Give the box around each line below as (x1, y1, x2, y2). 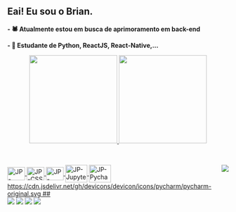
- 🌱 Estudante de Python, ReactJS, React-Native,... (7, 41, 159, 49)
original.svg (7, 189, 41, 198)
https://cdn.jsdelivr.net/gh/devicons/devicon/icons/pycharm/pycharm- (7, 182, 212, 191)
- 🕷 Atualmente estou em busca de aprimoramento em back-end (7, 25, 201, 33)
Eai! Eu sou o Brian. (7, 6, 93, 18)
